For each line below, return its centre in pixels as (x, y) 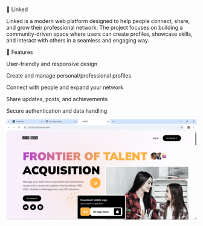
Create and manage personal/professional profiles (69, 75)
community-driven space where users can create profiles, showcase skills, (99, 34)
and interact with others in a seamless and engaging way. (78, 40)
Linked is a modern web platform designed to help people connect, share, (98, 21)
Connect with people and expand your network (65, 87)
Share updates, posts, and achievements (57, 99)
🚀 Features (20, 52)
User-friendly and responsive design (52, 64)
